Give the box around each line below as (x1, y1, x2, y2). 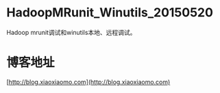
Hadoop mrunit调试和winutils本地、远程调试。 (6, 28, 136, 36)
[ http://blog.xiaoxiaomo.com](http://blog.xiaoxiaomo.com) (6, 77, 171, 86)
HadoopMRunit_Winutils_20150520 (6, 5, 214, 21)
